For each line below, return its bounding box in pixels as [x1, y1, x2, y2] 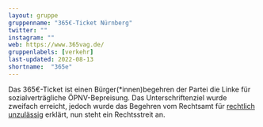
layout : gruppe [8, 11, 59, 20]
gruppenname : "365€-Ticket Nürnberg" [8, 19, 133, 27]
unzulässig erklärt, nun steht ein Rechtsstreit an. [8, 110, 166, 119]
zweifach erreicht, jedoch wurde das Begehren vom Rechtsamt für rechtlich [8, 101, 255, 110]
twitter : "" [8, 26, 48, 34]
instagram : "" [8, 33, 55, 42]
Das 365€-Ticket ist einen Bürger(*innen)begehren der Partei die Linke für [8, 84, 251, 94]
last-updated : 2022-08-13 [8, 56, 93, 64]
